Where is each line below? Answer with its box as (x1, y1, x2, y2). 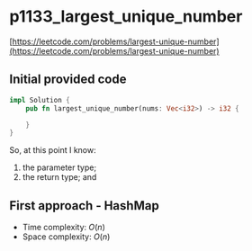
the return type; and (22, 172, 97, 183)
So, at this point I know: (9, 145, 96, 156)
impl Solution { (9, 95, 70, 104)
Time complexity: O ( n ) (22, 222, 105, 233)
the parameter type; (22, 162, 97, 173)
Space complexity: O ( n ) (22, 231, 111, 242)
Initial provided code (9, 72, 127, 87)
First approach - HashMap (9, 198, 159, 213)
